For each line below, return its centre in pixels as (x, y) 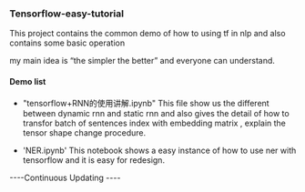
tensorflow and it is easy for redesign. (94, 160)
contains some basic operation (67, 43)
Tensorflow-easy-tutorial (67, 14)
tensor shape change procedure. (84, 132)
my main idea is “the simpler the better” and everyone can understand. (142, 61)
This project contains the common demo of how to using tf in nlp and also (147, 34)
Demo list (28, 81)
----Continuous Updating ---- (65, 177)
